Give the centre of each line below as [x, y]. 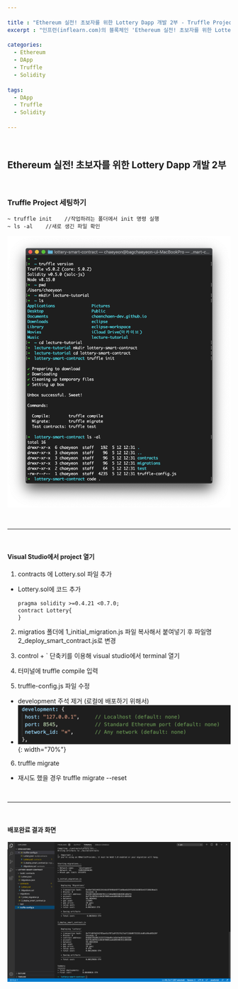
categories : [25, 45]
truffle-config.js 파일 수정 [53, 686]
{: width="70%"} [42, 750]
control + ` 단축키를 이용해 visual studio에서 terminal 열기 [98, 655]
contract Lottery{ [45, 610]
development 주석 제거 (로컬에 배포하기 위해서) [83, 701]
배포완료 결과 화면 [32, 829]
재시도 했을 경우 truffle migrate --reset [72, 778]
